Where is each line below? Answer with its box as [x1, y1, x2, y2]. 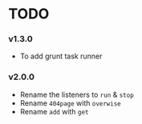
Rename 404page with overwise [19, 98, 122, 108]
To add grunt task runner [19, 51, 103, 61]
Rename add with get [19, 106, 89, 116]
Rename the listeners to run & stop [19, 90, 134, 99]
